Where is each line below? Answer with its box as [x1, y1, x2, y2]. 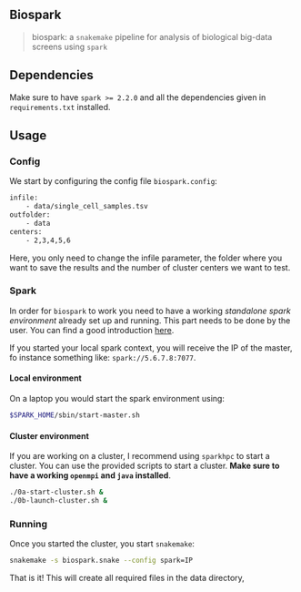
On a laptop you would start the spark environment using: [9, 393, 226, 404]
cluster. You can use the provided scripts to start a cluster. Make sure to [9, 460, 280, 472]
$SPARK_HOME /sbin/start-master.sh [9, 411, 141, 420]
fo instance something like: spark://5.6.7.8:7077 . [9, 352, 196, 362]
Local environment [9, 373, 82, 383]
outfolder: [9, 210, 51, 219]
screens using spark [31, 41, 107, 52]
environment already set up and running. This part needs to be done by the [9, 314, 291, 326]
